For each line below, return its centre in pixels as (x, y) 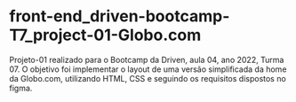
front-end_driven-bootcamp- (120, 16)
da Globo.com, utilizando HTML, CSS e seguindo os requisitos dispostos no (148, 78)
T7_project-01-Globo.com (105, 35)
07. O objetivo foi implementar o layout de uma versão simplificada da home (148, 69)
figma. (21, 88)
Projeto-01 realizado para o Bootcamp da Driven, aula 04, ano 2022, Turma (147, 59)
